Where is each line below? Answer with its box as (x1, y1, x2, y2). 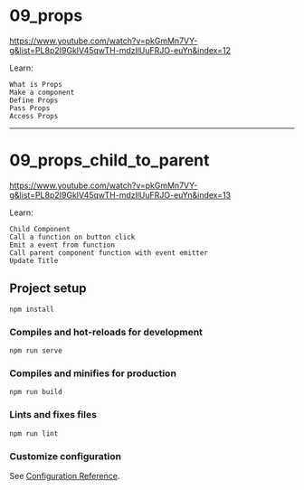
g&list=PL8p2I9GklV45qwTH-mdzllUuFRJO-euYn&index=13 (9, 189, 232, 200)
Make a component (9, 88, 75, 97)
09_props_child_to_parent (9, 150, 210, 171)
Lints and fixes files (9, 409, 98, 421)
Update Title (9, 256, 59, 265)
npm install (9, 305, 54, 314)
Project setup (9, 281, 88, 297)
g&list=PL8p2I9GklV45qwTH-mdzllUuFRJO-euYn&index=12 (9, 44, 232, 55)
